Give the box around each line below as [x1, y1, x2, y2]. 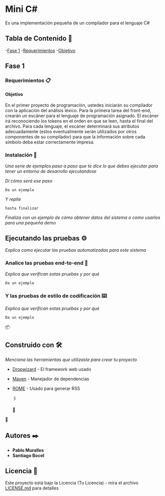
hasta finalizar [5, 206, 39, 211]
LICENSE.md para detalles [5, 485, 59, 491]
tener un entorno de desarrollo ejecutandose [5, 168, 97, 174]
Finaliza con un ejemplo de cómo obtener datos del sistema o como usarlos [5, 214, 161, 220]
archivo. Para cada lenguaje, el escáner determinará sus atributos [5, 123, 140, 130]
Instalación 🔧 [5, 151, 37, 158]
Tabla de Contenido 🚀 [5, 34, 73, 43]
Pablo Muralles [12, 447, 44, 453]
